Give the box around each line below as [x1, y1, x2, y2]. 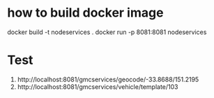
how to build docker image [7, 5, 164, 21]
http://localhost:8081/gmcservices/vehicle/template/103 [17, 82, 178, 91]
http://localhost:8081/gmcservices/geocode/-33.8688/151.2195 [17, 75, 199, 83]
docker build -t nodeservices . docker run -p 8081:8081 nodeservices [7, 28, 207, 36]
